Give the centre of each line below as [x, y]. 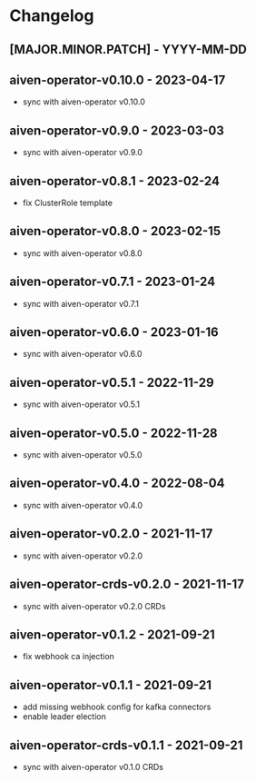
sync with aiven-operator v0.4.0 [83, 505]
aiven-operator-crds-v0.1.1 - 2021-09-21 [126, 745]
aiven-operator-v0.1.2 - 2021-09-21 [112, 634]
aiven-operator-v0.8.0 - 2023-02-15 [115, 231]
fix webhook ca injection [69, 657]
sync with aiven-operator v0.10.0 [84, 102]
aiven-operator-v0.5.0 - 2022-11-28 [113, 433]
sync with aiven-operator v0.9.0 [83, 153]
